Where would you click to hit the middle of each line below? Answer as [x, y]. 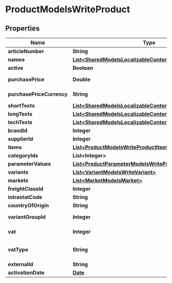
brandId [18, 130]
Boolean [83, 68]
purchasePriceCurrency [38, 94]
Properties [23, 28]
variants [18, 172]
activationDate [26, 273]
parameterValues [29, 164]
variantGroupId [27, 217]
